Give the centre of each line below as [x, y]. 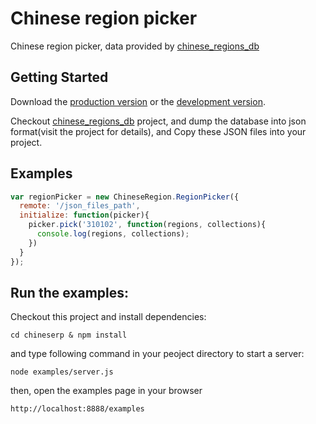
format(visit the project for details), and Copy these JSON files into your [158, 131]
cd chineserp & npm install [69, 335]
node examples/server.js [62, 372]
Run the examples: [70, 292]
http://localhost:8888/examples [77, 409]
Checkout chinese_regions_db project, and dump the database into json [158, 121]
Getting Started [59, 77]
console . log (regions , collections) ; [113, 234]
